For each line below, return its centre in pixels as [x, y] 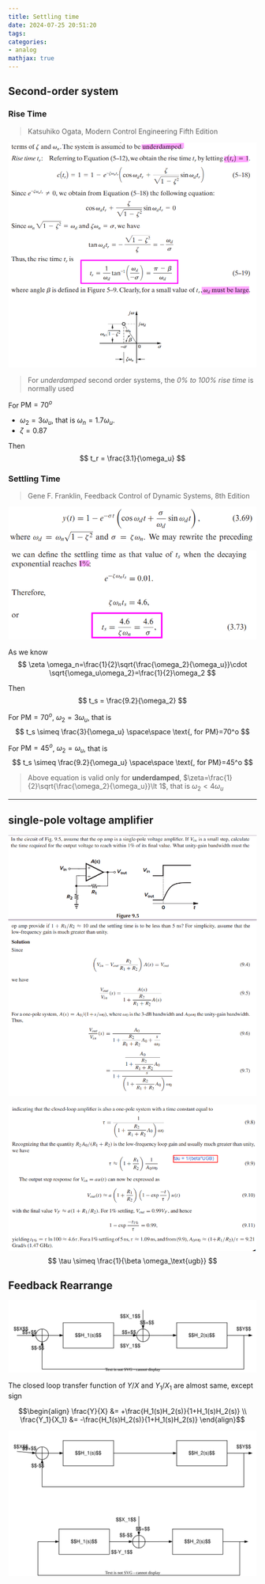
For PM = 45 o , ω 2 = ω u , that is [58, 748]
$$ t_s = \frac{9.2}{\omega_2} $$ [132, 701]
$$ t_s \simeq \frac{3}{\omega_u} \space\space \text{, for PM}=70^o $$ [132, 731]
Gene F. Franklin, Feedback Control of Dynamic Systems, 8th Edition [138, 496]
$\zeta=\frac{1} [207, 778]
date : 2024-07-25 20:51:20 [52, 25]
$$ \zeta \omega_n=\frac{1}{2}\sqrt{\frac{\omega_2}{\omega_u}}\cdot [132, 665]
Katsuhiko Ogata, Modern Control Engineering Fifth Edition [123, 131]
